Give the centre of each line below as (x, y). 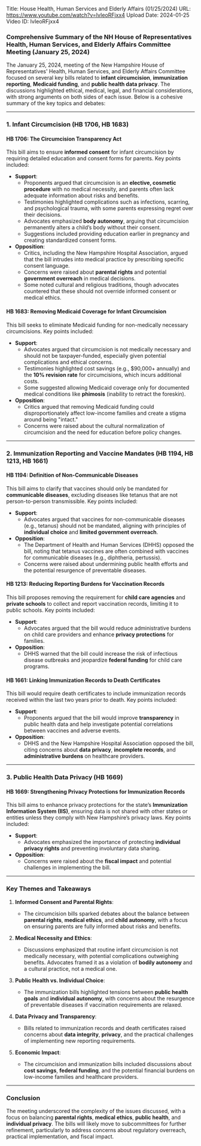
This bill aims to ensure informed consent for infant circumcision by (90, 152)
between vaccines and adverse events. (72, 731)
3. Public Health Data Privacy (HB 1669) (65, 777)
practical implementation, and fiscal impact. (60, 1136)
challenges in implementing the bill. (67, 867)
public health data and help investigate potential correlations (98, 724)
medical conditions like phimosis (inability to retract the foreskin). (105, 394)
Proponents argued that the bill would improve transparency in (101, 718)
